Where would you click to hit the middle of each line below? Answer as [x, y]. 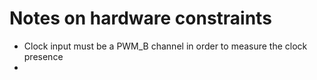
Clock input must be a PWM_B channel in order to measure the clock [165, 46]
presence [43, 56]
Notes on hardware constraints [140, 18]
